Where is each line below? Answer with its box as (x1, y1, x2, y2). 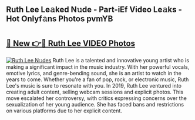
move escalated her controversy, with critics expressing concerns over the (6, 95, 187, 102)
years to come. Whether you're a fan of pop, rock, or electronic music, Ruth (6, 76, 189, 83)
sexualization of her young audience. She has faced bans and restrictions (6, 101, 184, 108)
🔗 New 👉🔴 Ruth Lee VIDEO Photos (6, 38, 136, 48)
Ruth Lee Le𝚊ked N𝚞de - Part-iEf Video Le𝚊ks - (6, 5, 182, 15)
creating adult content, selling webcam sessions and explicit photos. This (6, 88, 184, 95)
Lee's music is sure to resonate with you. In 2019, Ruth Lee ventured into (6, 82, 182, 89)
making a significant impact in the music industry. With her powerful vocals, (6, 64, 190, 70)
